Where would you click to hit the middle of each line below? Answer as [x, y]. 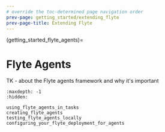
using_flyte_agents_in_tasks [43, 108]
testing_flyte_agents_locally [44, 118]
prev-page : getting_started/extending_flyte [63, 17]
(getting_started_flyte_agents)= [45, 40]
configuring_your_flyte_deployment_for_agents [65, 124]
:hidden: [17, 97]
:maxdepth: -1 [24, 92]
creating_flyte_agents [34, 113]
